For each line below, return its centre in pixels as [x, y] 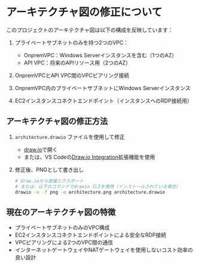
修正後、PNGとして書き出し [49, 169]
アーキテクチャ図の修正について [84, 12]
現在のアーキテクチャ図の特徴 [61, 212]
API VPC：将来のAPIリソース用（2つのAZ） [77, 63]
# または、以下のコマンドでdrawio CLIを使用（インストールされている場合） [97, 186]
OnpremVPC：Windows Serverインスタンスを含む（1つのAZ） [100, 55]
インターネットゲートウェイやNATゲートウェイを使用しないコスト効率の [104, 250]
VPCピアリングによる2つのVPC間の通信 [64, 243]
